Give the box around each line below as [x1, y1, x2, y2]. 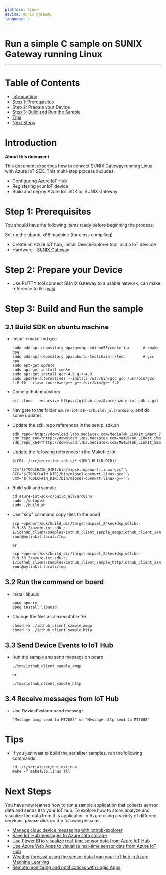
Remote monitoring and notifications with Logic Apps [12, 864, 121, 870]
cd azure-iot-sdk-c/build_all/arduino [12, 494, 92, 499]
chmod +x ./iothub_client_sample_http [12, 627, 92, 632]
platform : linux [5, 7, 39, 12]
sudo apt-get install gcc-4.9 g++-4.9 [12, 372, 92, 377]
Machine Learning [12, 859, 49, 865]
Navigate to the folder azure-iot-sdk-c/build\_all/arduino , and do [12, 407, 150, 413]
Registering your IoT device [12, 183, 68, 189]
